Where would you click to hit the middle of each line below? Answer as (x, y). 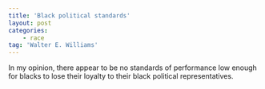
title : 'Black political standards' (69, 15)
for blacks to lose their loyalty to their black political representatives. (121, 76)
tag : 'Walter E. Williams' (53, 45)
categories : (28, 30)
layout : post (30, 23)
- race (34, 38)
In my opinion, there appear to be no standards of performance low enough (133, 68)
